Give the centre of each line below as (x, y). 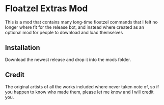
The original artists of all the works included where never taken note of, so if (82, 86)
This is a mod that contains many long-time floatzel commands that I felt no (82, 22)
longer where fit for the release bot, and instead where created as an (75, 27)
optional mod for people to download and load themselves (64, 32)
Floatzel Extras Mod (46, 9)
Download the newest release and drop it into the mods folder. (68, 60)
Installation (23, 48)
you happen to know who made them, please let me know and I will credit (79, 92)
